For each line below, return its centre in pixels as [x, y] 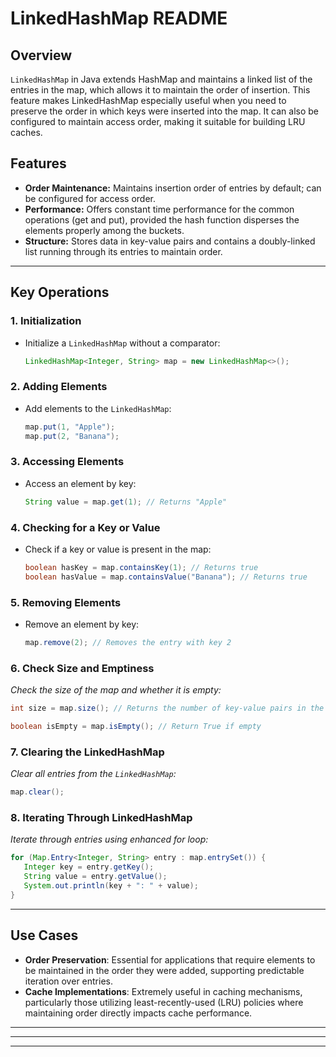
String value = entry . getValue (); [95, 877]
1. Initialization [46, 321]
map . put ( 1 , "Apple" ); [70, 427]
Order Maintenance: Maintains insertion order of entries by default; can [173, 188]
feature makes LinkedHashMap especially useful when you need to [148, 100]
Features [38, 163]
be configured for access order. [90, 198]
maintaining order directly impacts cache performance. [138, 1013]
